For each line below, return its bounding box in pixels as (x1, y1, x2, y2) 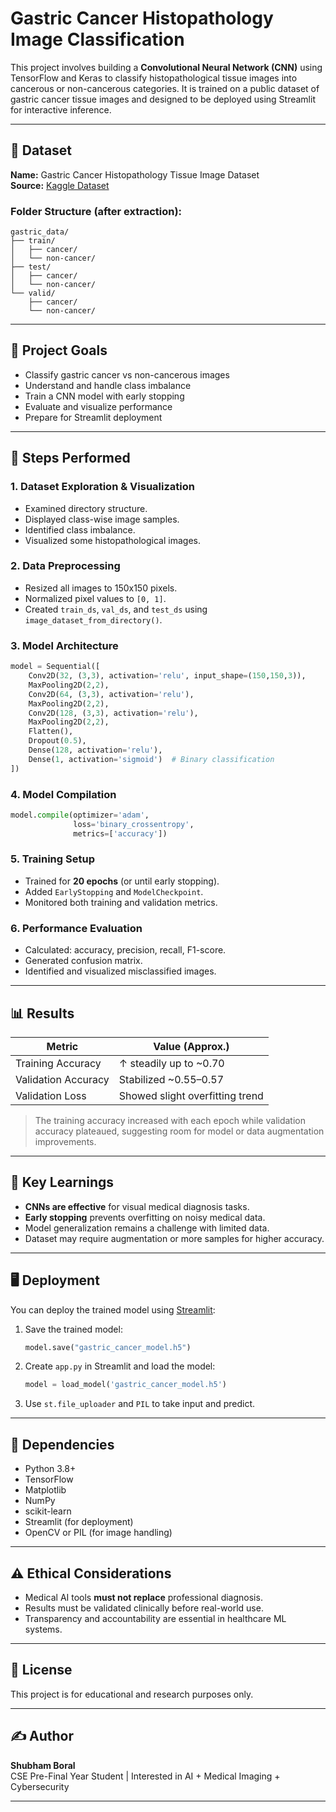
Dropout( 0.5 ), (28, 736, 87, 746)
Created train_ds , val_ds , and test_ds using (24, 603, 208, 615)
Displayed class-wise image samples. (24, 513, 180, 525)
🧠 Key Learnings (10, 1174, 115, 1191)
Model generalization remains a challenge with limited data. (24, 1222, 270, 1234)
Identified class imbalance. (24, 523, 136, 536)
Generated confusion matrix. (24, 955, 143, 967)
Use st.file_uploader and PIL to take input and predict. (24, 1398, 256, 1410)
